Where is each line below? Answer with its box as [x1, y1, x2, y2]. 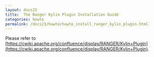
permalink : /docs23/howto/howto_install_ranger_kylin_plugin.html [5, 21, 148, 27]
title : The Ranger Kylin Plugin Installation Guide [5, 12, 119, 17]
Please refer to [5, 35, 36, 41]
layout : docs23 [5, 7, 37, 13]
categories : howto [5, 17, 44, 22]
